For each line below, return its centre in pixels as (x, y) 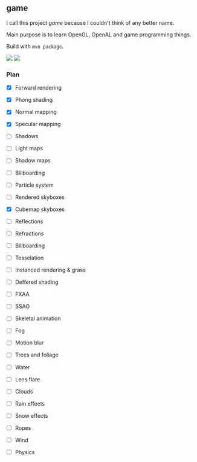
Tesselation (29, 258)
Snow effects (31, 415)
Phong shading (34, 100)
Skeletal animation (38, 318)
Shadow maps (33, 161)
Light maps (29, 149)
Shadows (27, 136)
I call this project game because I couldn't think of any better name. (90, 22)
